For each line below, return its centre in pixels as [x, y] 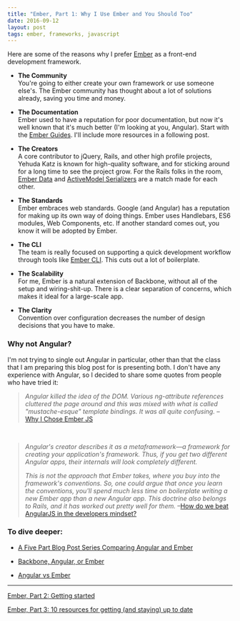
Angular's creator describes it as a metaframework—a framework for [127, 446]
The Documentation [48, 112]
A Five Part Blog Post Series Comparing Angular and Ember [105, 547]
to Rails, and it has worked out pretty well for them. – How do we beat [126, 506]
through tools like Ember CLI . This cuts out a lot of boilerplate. [109, 260]
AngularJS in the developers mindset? [81, 513]
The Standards [40, 201]
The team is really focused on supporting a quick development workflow [124, 252]
